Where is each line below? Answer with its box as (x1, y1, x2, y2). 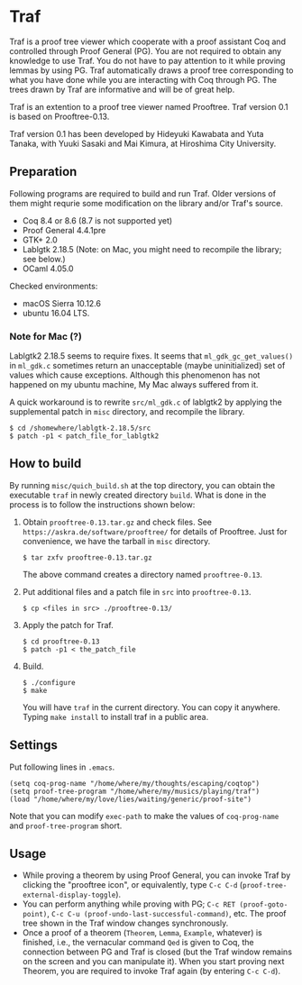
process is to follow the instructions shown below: (9, 498, 196, 510)
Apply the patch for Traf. (22, 619, 114, 630)
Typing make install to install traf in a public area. (22, 711, 209, 722)
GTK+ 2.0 (22, 234, 59, 245)
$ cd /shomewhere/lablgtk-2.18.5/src (9, 424, 151, 433)
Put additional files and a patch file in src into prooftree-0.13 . (22, 586, 252, 597)
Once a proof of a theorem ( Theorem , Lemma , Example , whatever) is (22, 927, 263, 938)
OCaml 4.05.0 (22, 263, 74, 274)
